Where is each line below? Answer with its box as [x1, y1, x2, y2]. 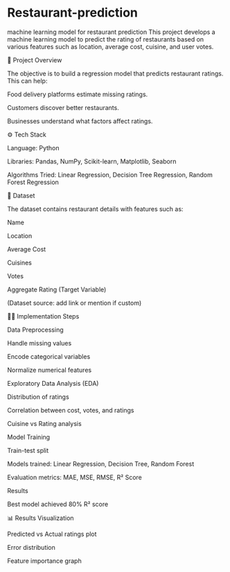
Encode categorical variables [7, 352, 91, 361]
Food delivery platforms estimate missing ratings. [7, 90, 148, 98]
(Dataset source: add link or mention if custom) [7, 298, 142, 307]
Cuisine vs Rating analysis [7, 419, 82, 427]
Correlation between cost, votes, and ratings [7, 406, 134, 414]
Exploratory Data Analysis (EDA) [7, 379, 99, 387]
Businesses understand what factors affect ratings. [7, 116, 153, 125]
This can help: [7, 76, 48, 84]
